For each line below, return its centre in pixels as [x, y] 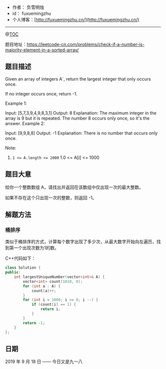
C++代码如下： [21, 258]
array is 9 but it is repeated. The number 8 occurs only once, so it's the [77, 118]
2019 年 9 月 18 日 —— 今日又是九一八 [44, 362]
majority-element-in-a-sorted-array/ [42, 50]
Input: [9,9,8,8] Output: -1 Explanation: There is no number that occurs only [82, 133]
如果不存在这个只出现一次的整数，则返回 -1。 [51, 197]
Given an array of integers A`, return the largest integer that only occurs [78, 79]
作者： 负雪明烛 [28, 7]
